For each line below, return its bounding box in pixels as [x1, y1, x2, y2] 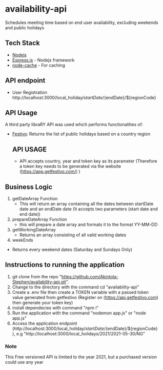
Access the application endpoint [12, 320, 77, 326]
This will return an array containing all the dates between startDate [19, 201, 154, 206]
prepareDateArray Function [12, 216, 67, 222]
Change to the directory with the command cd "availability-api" [12, 284, 139, 290]
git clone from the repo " [12, 273, 62, 279]
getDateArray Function [12, 196, 58, 201]
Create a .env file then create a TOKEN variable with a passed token [12, 289, 149, 295]
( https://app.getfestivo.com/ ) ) [19, 168, 81, 174]
